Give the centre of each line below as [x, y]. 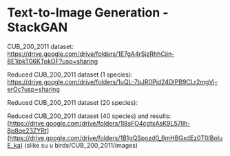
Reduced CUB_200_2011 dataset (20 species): [72, 102]
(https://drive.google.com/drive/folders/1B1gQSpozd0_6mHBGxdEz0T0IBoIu [115, 138]
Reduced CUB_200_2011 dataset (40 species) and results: [89, 116]
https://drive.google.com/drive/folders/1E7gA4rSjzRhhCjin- [91, 54]
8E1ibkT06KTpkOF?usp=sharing [53, 61]
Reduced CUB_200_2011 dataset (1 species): [70, 75]
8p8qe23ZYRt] [28, 130]
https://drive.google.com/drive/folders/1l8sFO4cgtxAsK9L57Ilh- [100, 123]
